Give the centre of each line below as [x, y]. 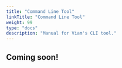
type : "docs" [22, 28]
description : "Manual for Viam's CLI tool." [61, 33]
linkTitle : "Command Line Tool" [45, 17]
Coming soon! [32, 57]
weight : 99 [19, 22]
